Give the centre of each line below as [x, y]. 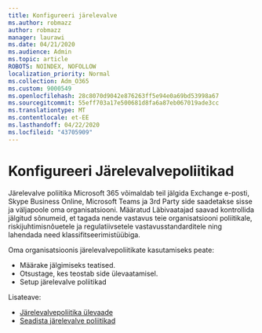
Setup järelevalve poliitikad [63, 282]
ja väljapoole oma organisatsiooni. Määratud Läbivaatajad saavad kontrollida [131, 210]
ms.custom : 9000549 [40, 88]
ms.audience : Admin [40, 52]
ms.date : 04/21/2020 [42, 45]
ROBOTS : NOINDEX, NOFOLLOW [52, 67]
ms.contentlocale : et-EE [49, 118]
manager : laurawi [36, 37]
